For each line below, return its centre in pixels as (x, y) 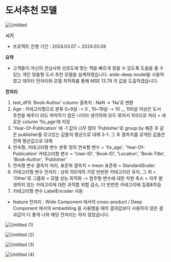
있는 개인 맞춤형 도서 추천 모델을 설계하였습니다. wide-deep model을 (81, 74)
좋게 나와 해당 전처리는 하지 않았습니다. (71, 215)
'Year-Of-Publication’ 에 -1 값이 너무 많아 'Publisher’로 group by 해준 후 (86, 128)
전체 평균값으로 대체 (32, 140)
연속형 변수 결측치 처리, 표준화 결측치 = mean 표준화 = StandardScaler (84, 165)
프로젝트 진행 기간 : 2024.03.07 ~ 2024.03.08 (59, 46)
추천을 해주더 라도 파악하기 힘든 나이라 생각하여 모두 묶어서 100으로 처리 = (87, 115)
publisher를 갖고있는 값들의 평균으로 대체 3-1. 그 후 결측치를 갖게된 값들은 (92, 134)
